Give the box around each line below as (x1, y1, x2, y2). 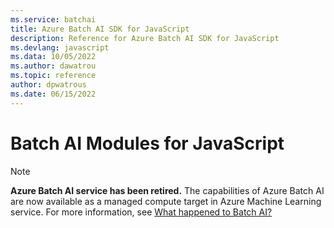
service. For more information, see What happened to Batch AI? (10, 206, 273, 218)
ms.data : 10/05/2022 (10, 52, 97, 62)
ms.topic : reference (10, 71, 97, 81)
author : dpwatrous (10, 80, 87, 90)
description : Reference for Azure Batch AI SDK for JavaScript (10, 33, 280, 43)
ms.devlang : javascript (10, 42, 110, 53)
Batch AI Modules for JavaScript (10, 132, 285, 155)
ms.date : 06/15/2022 (10, 89, 97, 99)
